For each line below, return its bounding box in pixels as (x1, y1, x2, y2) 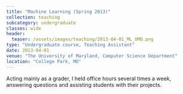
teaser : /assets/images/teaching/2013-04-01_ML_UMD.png (11, 36, 154, 42)
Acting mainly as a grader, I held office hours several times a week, (6, 75, 172, 82)
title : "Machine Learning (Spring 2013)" (6, 8, 111, 15)
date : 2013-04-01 (6, 48, 50, 54)
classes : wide (6, 25, 42, 32)
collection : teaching (6, 14, 60, 20)
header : (6, 31, 26, 37)
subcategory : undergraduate (6, 20, 77, 26)
